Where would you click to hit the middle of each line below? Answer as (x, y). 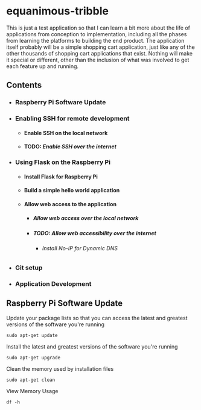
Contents (24, 85)
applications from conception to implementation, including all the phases (97, 34)
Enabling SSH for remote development (72, 119)
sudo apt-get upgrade (33, 358)
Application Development (53, 283)
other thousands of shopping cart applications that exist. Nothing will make (100, 53)
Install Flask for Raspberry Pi (61, 177)
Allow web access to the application (70, 204)
